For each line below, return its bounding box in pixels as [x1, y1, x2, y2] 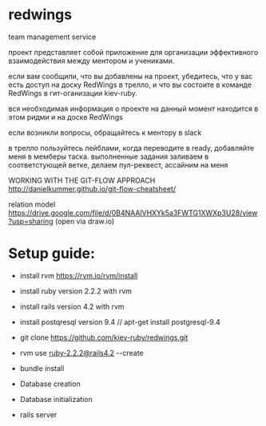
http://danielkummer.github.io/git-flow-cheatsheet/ [8, 183, 177, 193]
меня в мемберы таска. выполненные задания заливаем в [8, 152, 209, 161]
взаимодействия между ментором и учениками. [8, 56, 175, 65]
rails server [19, 409, 58, 420]
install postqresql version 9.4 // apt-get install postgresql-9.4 [19, 317, 221, 326]
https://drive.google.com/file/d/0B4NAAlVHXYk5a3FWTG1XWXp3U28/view [8, 207, 258, 217]
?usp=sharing [8, 216, 54, 226]
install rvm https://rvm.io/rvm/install [19, 270, 138, 280]
